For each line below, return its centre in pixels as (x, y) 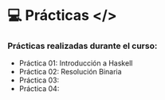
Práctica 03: (39, 80)
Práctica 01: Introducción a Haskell (76, 63)
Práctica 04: (39, 89)
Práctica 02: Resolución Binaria (70, 72)
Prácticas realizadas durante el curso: (82, 46)
